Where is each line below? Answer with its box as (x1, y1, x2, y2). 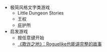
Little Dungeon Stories (17, 10, 64, 16)
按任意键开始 (17, 34, 44, 40)
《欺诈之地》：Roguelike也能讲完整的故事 (17, 41, 102, 46)
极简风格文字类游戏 (10, 4, 50, 10)
